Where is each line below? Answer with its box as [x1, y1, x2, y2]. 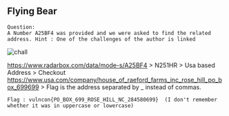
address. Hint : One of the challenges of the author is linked [7, 36, 196, 43]
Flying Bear [7, 5, 57, 17]
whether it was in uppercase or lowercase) [7, 102, 135, 109]
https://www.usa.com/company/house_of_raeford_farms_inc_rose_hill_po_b [7, 76, 223, 84]
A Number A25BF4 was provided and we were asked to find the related [7, 30, 212, 36]
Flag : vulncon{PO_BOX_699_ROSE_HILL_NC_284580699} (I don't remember [7, 96, 217, 103]
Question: [7, 23, 36, 30]
